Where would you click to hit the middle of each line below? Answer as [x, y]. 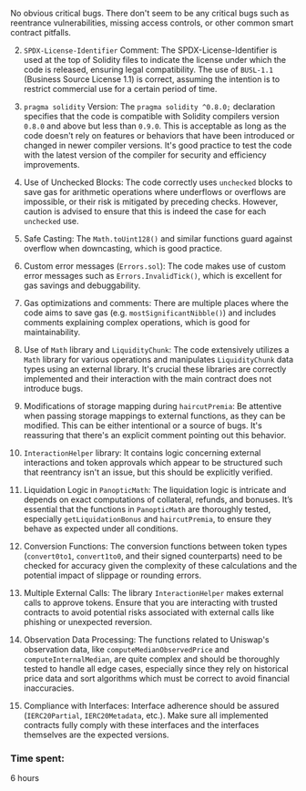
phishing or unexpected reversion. [88, 622]
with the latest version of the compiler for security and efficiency [145, 155]
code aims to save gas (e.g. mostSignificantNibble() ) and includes [150, 313]
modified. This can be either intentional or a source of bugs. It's [143, 426]
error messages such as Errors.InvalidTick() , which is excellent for [153, 276]
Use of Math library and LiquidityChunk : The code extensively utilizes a [156, 349]
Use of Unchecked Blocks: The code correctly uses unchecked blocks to [158, 182]
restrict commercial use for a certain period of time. [120, 89]
